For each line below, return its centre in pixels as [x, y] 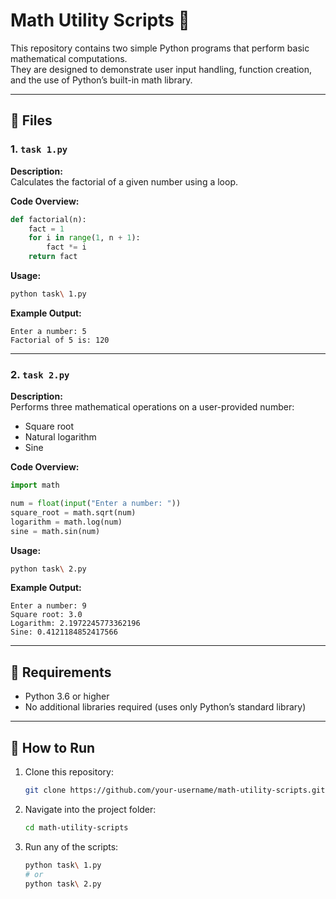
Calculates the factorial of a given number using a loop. [124, 181]
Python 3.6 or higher [67, 696]
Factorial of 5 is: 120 [60, 340]
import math [35, 485]
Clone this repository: [69, 772]
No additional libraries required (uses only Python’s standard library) [165, 707]
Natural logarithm [60, 437]
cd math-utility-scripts [76, 827]
